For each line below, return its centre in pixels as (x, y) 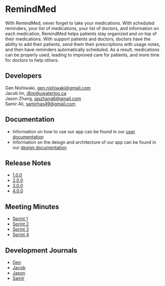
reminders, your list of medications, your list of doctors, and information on (82, 28)
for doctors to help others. (32, 60)
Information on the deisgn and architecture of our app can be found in (84, 142)
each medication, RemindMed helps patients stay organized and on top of (81, 33)
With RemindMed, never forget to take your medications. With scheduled (80, 23)
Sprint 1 (20, 219)
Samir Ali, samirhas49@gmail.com (40, 104)
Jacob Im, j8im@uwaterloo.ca (36, 93)
